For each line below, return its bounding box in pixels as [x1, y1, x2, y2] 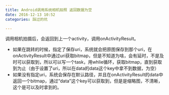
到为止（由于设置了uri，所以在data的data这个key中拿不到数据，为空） [12, 65, 159, 71]
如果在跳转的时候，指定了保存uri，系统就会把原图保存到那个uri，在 [12, 46, 152, 53]
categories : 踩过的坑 [5, 17, 48, 22]
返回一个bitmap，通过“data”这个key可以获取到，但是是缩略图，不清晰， [12, 78, 163, 84]
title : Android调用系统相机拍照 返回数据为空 [5, 7, 92, 13]
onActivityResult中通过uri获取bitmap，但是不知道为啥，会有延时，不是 [12, 53, 160, 59]
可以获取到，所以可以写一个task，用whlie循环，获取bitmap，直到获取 [17, 59, 162, 65]
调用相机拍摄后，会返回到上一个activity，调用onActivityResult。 [5, 36, 139, 42]
